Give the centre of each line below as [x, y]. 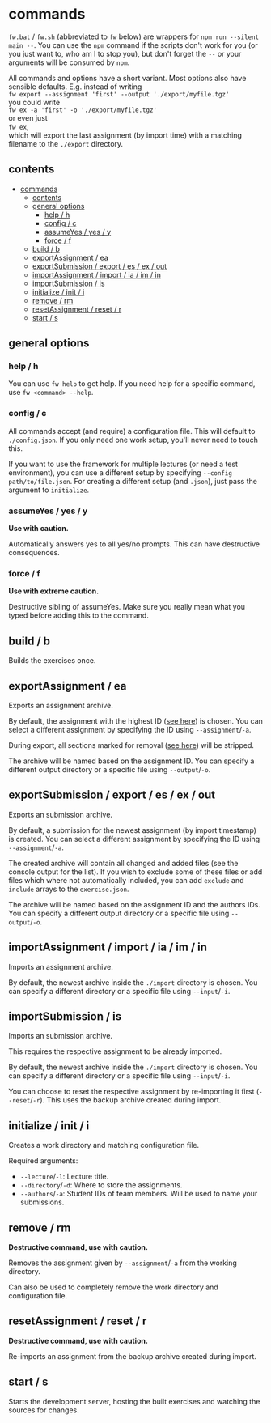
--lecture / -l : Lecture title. [64, 1177]
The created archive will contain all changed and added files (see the [123, 863]
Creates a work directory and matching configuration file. [104, 1145]
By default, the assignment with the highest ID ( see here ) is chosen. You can [135, 720]
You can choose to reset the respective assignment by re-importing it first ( [134, 1092]
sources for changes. [44, 1410]
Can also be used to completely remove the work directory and [113, 1287]
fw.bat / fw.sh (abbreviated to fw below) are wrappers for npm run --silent [134, 36]
